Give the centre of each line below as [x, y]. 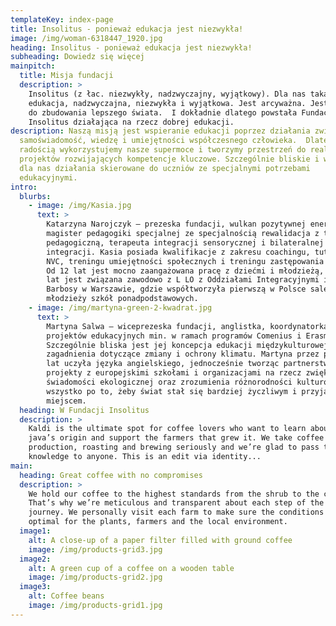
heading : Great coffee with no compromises [111, 475]
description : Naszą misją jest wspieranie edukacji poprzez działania [160, 131]
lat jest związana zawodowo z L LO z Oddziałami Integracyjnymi [183, 280]
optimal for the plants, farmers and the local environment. [158, 522]
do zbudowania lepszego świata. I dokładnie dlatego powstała [163, 112]
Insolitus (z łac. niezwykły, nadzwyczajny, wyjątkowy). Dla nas [167, 94]
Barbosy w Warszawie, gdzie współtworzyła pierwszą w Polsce [176, 289]
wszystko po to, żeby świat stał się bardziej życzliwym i [172, 391]
